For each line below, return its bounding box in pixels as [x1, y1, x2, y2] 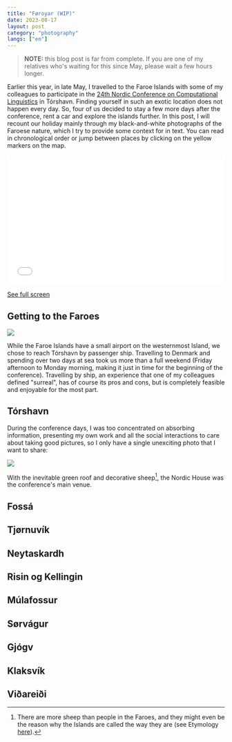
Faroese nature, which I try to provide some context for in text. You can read [7, 127, 224, 135]
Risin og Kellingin [7, 571, 84, 583]
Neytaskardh [7, 547, 64, 559]
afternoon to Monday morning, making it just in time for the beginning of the [7, 363, 223, 371]
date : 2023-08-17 [7, 17, 57, 23]
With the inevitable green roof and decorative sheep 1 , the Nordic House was [7, 472, 224, 482]
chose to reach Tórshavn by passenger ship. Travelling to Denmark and [7, 349, 211, 357]
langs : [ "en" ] [7, 36, 48, 43]
